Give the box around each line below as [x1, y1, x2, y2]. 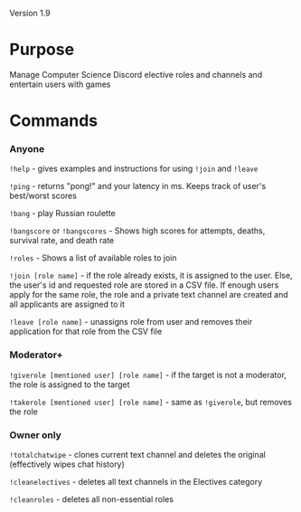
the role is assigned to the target [9, 379, 130, 390]
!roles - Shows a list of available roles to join [9, 252, 178, 263]
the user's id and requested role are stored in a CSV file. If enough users [9, 280, 279, 290]
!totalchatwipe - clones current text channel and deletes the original [9, 450, 267, 460]
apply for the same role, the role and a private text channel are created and [9, 289, 288, 300]
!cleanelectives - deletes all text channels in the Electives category [9, 477, 263, 488]
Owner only [9, 429, 61, 441]
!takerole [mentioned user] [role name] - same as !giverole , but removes [9, 396, 292, 407]
